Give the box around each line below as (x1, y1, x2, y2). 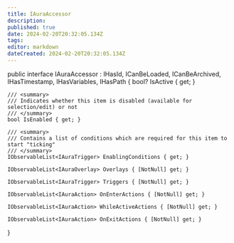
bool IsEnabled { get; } (7, 115, 81, 123)
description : (7, 17, 46, 24)
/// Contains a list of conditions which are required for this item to (7, 135, 228, 142)
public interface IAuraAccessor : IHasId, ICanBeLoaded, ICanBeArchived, (7, 69, 222, 78)
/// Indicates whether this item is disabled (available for (7, 97, 193, 104)
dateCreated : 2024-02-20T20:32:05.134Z (7, 51, 126, 58)
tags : (7, 37, 23, 44)
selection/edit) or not (7, 103, 78, 110)
